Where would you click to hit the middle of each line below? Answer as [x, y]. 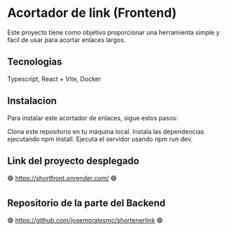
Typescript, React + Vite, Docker [54, 79]
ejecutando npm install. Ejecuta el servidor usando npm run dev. [100, 139]
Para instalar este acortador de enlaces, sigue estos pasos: [93, 118]
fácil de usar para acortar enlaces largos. [67, 39]
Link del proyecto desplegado [73, 160]
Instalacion [32, 101]
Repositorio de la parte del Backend [87, 203]
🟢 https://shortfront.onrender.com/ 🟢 [62, 178]
